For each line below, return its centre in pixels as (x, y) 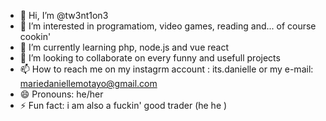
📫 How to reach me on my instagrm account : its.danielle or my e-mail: (166, 69)
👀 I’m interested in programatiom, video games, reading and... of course (168, 26)
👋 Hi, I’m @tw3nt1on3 (64, 15)
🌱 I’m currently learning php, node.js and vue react (124, 47)
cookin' (35, 36)
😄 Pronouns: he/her (61, 94)
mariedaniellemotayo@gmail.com (88, 83)
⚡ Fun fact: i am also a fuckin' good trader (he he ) (123, 105)
